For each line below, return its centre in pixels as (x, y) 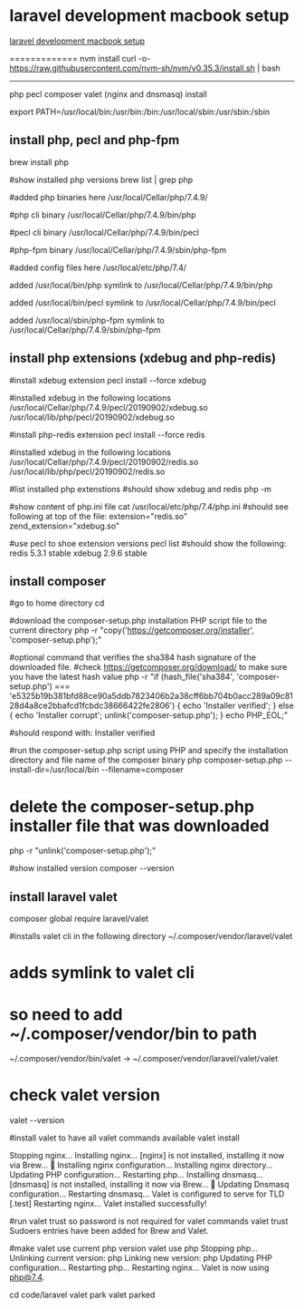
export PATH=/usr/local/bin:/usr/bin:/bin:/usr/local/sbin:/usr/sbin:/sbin (140, 112)
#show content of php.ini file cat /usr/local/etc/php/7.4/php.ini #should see (149, 506)
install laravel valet (63, 897)
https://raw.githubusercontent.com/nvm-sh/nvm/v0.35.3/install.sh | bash (145, 68)
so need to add (66, 1014)
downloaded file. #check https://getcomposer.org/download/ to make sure (148, 667)
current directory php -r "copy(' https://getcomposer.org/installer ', (132, 630)
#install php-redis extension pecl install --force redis (107, 434)
